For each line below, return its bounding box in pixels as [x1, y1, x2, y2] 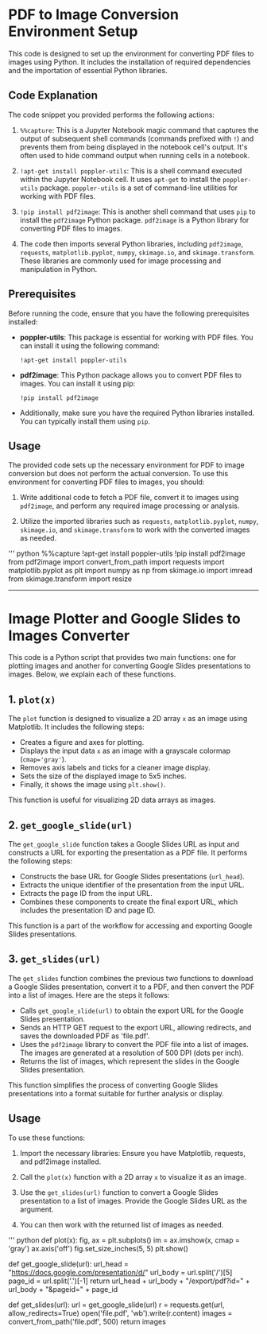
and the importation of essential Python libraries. [8, 65, 168, 75]
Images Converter [8, 626, 130, 645]
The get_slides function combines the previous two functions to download [8, 973, 253, 983]
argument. [19, 1204, 54, 1214]
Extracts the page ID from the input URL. [19, 888, 153, 898]
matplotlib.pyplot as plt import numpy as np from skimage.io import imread [8, 566, 253, 576]
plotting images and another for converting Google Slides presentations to [8, 661, 251, 671]
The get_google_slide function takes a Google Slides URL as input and [8, 839, 240, 848]
